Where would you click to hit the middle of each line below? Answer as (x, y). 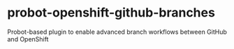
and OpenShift (28, 39)
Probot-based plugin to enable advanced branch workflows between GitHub (117, 32)
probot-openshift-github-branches (111, 13)
